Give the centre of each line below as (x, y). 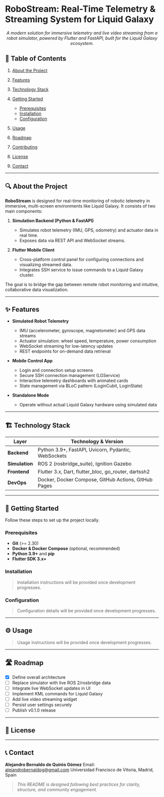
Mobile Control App (32, 361)
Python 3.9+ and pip (33, 554)
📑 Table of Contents (36, 59)
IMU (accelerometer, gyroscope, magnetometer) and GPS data (82, 331)
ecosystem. (82, 43)
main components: (24, 211)
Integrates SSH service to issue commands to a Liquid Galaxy (81, 270)
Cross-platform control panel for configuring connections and (82, 259)
